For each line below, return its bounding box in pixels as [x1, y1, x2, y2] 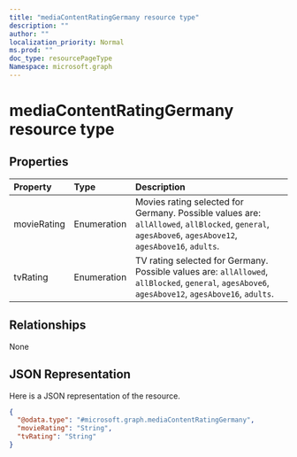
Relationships [9, 318, 87, 333]
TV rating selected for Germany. [135, 254, 269, 267]
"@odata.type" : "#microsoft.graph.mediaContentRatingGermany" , [17, 415, 255, 425]
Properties [9, 154, 69, 169]
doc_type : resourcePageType [9, 54, 113, 63]
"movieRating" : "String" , [17, 424, 113, 433]
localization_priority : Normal [9, 37, 125, 47]
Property [13, 181, 52, 193]
